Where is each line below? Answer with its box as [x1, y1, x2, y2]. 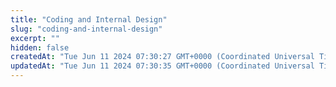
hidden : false [10, 42, 70, 53]
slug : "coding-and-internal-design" [10, 24, 163, 34]
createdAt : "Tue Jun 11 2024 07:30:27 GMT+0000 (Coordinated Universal [10, 52, 315, 62]
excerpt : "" [10, 33, 60, 43]
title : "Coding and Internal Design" [10, 14, 168, 25]
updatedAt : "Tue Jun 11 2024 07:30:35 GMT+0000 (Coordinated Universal [10, 61, 315, 71]
